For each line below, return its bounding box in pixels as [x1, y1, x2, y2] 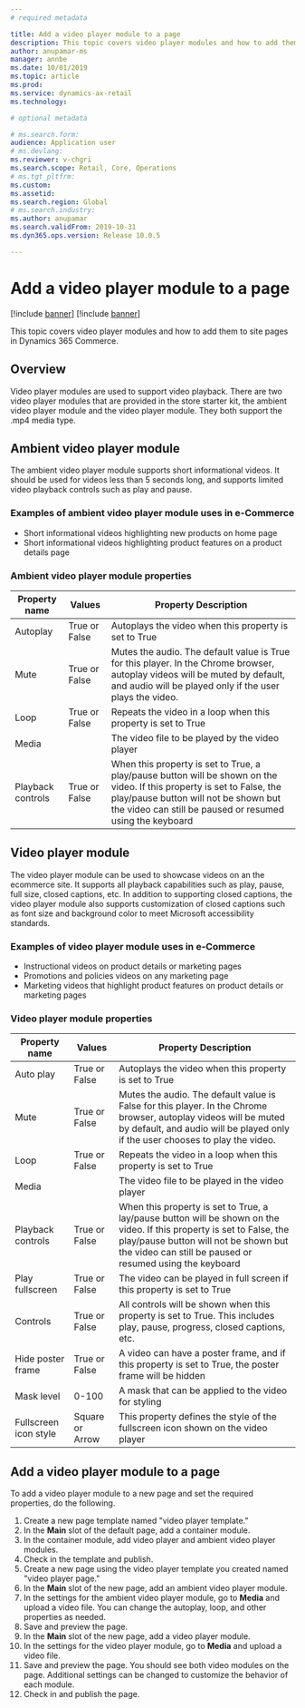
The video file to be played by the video [110, 731, 280, 744]
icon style [14, 1428, 57, 1440]
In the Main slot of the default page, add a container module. [23, 1525, 251, 1536]
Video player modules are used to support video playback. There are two [10, 386, 283, 396]
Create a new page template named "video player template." [23, 1516, 249, 1527]
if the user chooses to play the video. [118, 1134, 276, 1147]
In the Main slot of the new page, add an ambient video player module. [23, 1583, 288, 1594]
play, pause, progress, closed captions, [118, 1321, 286, 1333]
